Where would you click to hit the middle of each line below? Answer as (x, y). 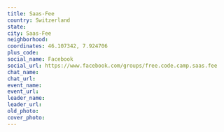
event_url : (23, 91)
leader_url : (24, 105)
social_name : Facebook (40, 59)
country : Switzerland (39, 20)
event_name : (24, 85)
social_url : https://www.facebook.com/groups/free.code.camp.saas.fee (112, 66)
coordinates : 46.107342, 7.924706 (58, 46)
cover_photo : (26, 117)
